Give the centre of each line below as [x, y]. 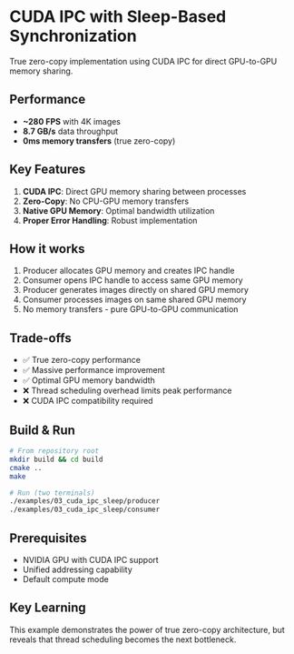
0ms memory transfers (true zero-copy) [99, 141]
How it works [47, 249]
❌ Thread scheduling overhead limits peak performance [127, 391]
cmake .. [26, 468]
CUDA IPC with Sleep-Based [118, 17]
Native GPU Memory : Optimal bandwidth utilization [118, 210]
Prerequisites [48, 538]
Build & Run [42, 430]
